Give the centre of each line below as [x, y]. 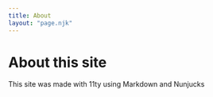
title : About [30, 16]
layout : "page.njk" [41, 23]
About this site [58, 62]
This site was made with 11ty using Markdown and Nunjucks [106, 84]
